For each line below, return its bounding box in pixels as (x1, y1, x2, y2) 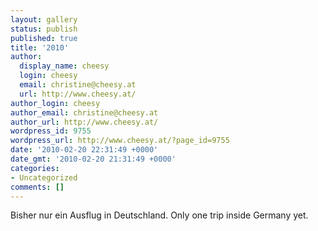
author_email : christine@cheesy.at (10, 107, 159, 118)
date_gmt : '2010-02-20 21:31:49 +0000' (10, 154, 177, 164)
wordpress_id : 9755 (10, 126, 92, 136)
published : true (10, 33, 78, 43)
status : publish (10, 24, 78, 34)
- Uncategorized (10, 172, 78, 183)
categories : (10, 163, 60, 173)
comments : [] (10, 182, 65, 192)
